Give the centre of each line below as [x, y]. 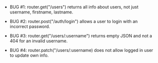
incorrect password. [30, 26]
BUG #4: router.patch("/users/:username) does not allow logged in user [81, 50]
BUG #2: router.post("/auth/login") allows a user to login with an [74, 21]
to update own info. [29, 55]
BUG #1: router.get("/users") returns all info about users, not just [74, 7]
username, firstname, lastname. [41, 12]
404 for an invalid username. [39, 41]
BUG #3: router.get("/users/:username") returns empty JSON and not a [81, 36]
